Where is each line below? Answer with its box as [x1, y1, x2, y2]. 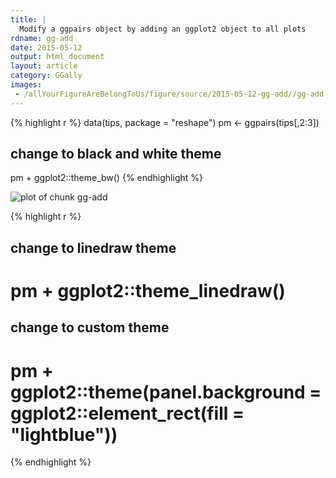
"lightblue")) [10, 423, 118, 446]
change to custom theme [10, 319, 170, 336]
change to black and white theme [10, 146, 222, 163]
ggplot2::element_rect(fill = [10, 402, 245, 425]
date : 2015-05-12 [10, 42, 83, 53]
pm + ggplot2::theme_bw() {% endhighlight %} [10, 172, 203, 184]
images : [10, 80, 43, 90]
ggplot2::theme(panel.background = [10, 381, 322, 403]
